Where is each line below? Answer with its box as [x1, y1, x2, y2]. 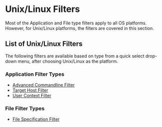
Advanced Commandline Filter [12, 82, 75, 88]
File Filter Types [5, 105, 45, 112]
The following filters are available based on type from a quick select [5, 53, 145, 59]
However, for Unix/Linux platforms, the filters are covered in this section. [5, 25, 154, 31]
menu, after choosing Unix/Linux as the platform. [17, 58, 118, 64]
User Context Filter [12, 93, 51, 99]
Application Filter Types [5, 71, 65, 78]
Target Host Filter [12, 87, 48, 93]
